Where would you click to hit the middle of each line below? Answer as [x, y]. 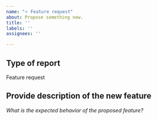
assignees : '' [24, 34]
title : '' [18, 23]
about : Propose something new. [45, 17]
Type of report [33, 63]
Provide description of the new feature [79, 96]
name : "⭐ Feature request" [40, 12]
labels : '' [20, 28]
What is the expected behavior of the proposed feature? [75, 110]
